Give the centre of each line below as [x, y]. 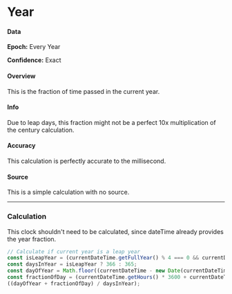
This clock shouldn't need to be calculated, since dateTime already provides [116, 231]
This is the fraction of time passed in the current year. [84, 91]
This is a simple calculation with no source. [68, 192]
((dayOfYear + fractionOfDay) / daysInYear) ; [74, 284]
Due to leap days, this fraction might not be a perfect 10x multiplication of [112, 122]
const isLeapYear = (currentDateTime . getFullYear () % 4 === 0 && [103, 258]
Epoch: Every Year [34, 47]
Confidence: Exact [34, 60]
